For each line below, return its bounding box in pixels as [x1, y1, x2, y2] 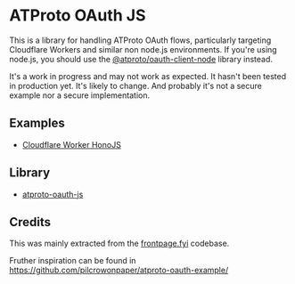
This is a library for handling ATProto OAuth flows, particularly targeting [9, 35, 272, 45]
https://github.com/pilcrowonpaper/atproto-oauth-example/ [9, 264, 229, 276]
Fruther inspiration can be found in [9, 256, 136, 266]
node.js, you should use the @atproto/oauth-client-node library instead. [9, 53, 274, 64]
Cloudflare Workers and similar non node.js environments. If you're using [9, 44, 278, 54]
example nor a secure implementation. [9, 90, 150, 101]
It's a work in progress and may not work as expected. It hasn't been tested [9, 70, 287, 81]
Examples [9, 116, 65, 131]
